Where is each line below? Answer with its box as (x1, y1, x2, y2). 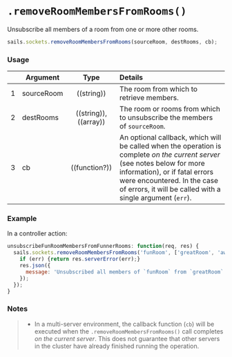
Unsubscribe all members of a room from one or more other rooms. (7, 25, 199, 33)
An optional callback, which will (119, 133, 222, 142)
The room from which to (119, 84, 198, 94)
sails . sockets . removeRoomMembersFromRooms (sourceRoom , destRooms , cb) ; (7, 38, 217, 46)
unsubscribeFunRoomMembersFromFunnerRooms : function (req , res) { (7, 243, 199, 250)
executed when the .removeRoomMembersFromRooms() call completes (34, 327, 224, 336)
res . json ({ (19, 262, 51, 269)
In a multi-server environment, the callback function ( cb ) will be (34, 320, 215, 328)
